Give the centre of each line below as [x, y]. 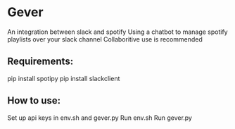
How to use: [34, 100]
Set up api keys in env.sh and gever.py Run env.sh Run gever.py [100, 118]
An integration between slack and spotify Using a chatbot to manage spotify [118, 32]
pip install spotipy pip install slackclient [64, 78]
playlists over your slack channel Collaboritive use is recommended [105, 39]
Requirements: [40, 62]
